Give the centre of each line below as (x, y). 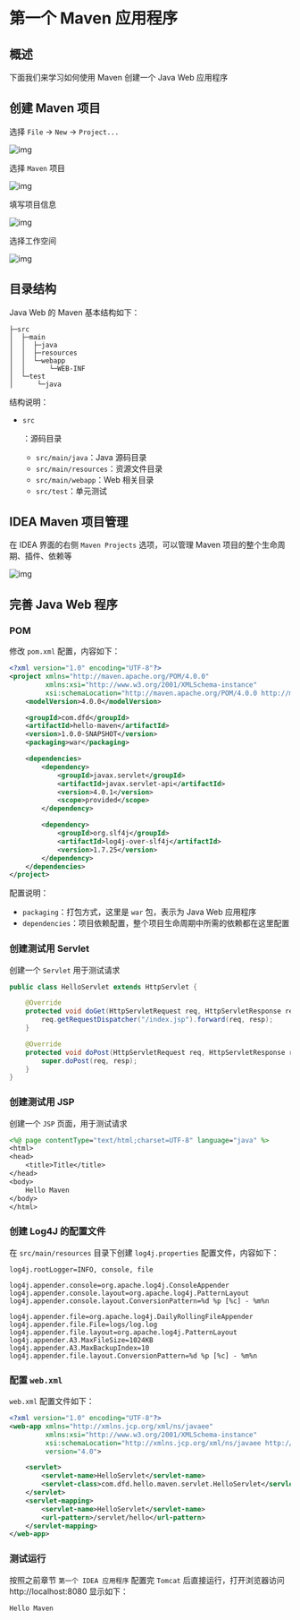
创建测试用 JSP (42, 1102)
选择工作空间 (33, 240)
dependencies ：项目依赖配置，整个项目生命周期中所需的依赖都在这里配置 (156, 923)
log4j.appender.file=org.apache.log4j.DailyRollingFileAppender (131, 1316)
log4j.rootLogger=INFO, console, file (81, 1269)
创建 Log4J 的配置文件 (58, 1231)
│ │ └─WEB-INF (48, 368)
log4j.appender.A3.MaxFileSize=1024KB (81, 1340)
